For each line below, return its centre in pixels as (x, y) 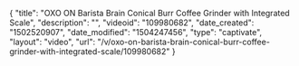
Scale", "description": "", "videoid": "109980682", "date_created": (132, 23)
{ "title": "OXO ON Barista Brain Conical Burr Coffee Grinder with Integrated (149, 13)
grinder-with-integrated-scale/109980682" (90, 52)
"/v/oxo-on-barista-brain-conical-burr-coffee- (183, 42)
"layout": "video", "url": (53, 42)
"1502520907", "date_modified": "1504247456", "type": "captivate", (136, 32)
